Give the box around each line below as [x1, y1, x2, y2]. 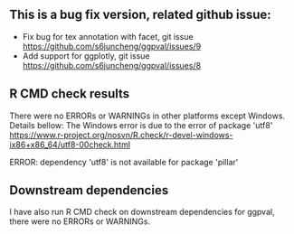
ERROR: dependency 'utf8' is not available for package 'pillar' [9, 156, 239, 167]
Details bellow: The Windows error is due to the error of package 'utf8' [9, 119, 273, 130]
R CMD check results [9, 86, 130, 102]
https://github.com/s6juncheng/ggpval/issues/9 [22, 41, 202, 51]
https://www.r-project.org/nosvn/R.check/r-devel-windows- [9, 129, 233, 140]
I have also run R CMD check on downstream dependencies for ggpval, [9, 207, 275, 218]
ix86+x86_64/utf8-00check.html [9, 139, 131, 150]
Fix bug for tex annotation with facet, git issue [22, 31, 194, 42]
